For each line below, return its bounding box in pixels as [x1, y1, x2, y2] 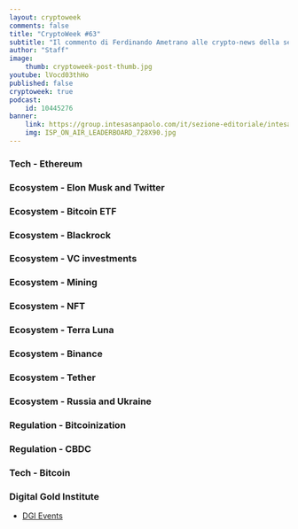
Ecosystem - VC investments [9, 253, 137, 265]
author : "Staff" [9, 46, 69, 55]
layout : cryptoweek [9, 12, 82, 22]
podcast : [9, 95, 42, 105]
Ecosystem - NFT [9, 300, 86, 313]
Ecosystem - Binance [9, 347, 104, 360]
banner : [9, 112, 38, 121]
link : [25, 121, 46, 129]
